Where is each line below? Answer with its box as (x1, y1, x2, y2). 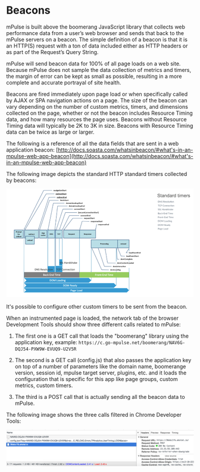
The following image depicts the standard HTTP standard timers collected (6, 170, 187, 177)
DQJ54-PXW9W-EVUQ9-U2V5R (14, 346, 77, 353)
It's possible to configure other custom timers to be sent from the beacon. (6, 303, 187, 310)
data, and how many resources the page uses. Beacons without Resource (6, 115, 187, 122)
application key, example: (14, 339, 77, 346)
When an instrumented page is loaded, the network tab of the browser (6, 314, 179, 322)
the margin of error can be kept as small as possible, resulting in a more (6, 73, 182, 80)
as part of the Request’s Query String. (6, 48, 99, 55)
